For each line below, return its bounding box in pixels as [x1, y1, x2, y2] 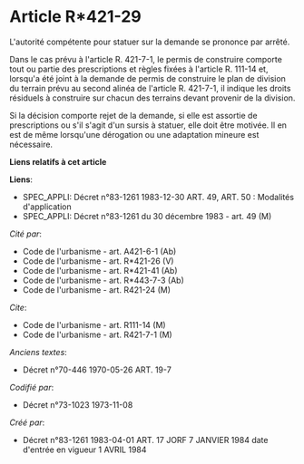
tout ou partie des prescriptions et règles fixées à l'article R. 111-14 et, [9, 63, 269, 74]
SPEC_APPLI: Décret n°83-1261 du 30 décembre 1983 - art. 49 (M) [22, 210, 272, 221]
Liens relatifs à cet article [9, 156, 107, 167]
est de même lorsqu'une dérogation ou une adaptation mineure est [9, 129, 260, 140]
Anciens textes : [9, 346, 68, 357]
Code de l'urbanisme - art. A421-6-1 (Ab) [22, 246, 177, 256]
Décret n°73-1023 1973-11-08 [22, 399, 133, 410]
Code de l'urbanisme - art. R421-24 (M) [22, 284, 171, 295]
